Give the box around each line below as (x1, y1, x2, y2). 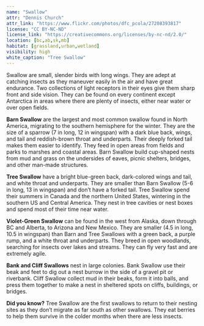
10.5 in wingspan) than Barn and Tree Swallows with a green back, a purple (6, 230, 195, 237)
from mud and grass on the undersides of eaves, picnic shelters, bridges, (6, 154, 191, 162)
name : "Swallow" (6, 9, 48, 15)
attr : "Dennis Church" (6, 15, 64, 21)
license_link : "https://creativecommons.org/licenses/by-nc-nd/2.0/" (6, 32, 188, 38)
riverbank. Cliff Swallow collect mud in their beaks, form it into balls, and (6, 275, 189, 282)
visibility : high (6, 49, 51, 55)
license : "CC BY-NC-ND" (6, 26, 67, 32)
